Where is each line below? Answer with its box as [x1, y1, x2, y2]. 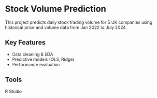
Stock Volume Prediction [5, 3, 106, 14]
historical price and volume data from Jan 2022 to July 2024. [5, 24, 127, 30]
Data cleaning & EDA [12, 51, 53, 57]
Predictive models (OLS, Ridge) [12, 56, 75, 62]
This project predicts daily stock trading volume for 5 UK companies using [5, 19, 153, 25]
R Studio [5, 88, 22, 94]
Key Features [5, 39, 46, 47]
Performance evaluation [12, 61, 60, 67]
